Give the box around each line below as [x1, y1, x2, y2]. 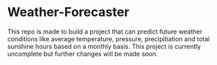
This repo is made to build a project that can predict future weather [7, 27, 203, 36]
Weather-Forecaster [7, 4, 129, 20]
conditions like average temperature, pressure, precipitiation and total [7, 34, 210, 43]
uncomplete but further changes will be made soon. [7, 50, 158, 58]
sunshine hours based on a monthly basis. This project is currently [7, 42, 201, 50]
